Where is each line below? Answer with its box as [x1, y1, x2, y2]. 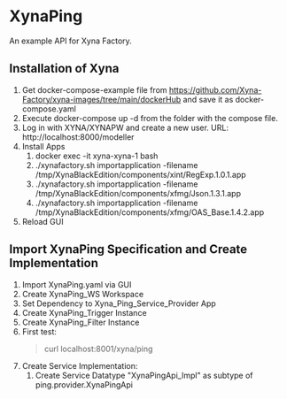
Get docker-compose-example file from [21, 84, 167, 95]
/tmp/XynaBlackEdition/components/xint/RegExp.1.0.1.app [35, 169, 246, 180]
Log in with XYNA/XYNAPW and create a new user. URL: [21, 122, 229, 133]
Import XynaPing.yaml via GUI [21, 279, 132, 289]
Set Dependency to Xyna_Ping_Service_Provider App [21, 298, 217, 309]
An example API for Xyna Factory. [9, 35, 133, 46]
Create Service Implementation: [21, 360, 138, 371]
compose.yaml [21, 104, 77, 114]
